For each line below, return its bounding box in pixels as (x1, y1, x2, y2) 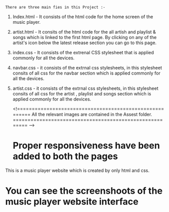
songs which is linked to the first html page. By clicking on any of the (12, 34, 157, 40)
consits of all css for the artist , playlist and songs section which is (12, 91, 151, 96)
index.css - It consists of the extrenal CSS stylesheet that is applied (12, 50, 154, 55)
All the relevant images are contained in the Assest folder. (31, 112, 152, 117)
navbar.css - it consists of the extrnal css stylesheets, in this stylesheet (12, 65, 162, 70)
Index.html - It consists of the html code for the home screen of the (12, 14, 153, 20)
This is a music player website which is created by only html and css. (5, 167, 150, 173)
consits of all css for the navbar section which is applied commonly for (12, 70, 161, 76)
